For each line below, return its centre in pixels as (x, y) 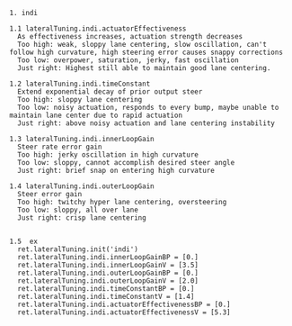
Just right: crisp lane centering (82, 218)
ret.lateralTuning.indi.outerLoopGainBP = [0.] (108, 273)
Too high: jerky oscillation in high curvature (108, 155)
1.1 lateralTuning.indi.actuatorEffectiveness (98, 29)
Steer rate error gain (60, 147)
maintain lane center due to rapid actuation (96, 115)
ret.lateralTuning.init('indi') (78, 249)
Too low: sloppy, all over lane (78, 210)
